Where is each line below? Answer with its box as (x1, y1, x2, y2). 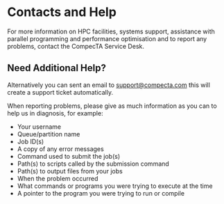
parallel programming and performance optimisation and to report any (7, 34, 207, 42)
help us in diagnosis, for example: (7, 109, 103, 117)
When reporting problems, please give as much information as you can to (7, 102, 217, 110)
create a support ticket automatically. (7, 88, 113, 96)
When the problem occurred (17, 174, 98, 182)
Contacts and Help (7, 4, 117, 20)
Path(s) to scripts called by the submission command (17, 159, 170, 168)
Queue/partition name (17, 130, 80, 138)
